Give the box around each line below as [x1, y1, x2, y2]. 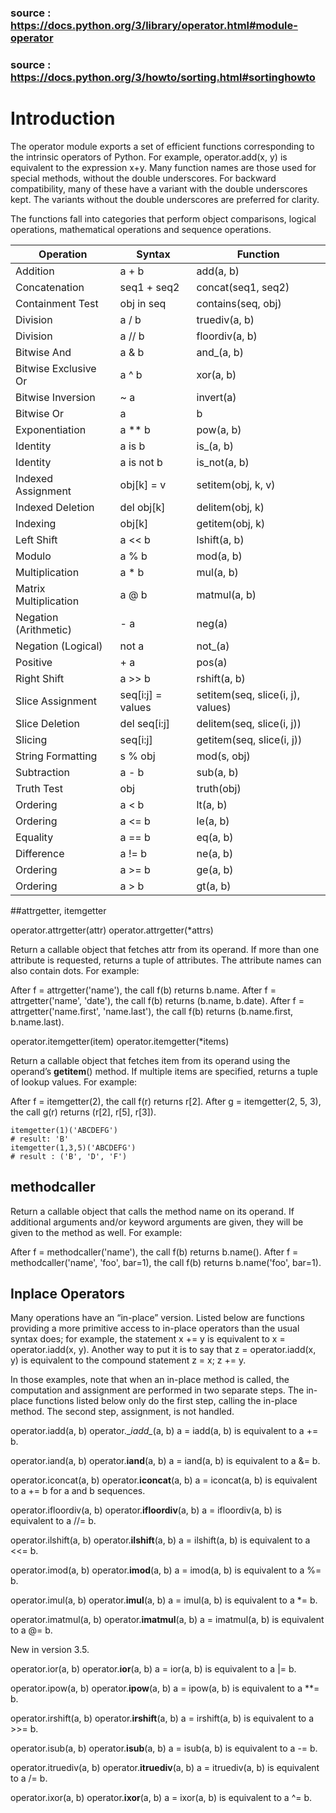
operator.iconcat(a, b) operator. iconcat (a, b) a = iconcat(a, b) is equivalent [10, 1474, 318, 1486]
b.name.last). [10, 1016, 65, 1028]
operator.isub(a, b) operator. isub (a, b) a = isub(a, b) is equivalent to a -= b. [10, 1742, 318, 1755]
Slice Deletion [15, 716, 81, 730]
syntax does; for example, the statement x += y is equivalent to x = [10, 1333, 286, 1345]
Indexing [15, 516, 57, 530]
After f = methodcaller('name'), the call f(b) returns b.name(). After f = [10, 1246, 299, 1258]
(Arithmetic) [15, 622, 72, 636]
